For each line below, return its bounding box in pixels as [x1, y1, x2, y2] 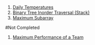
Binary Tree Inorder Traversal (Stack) [12, 9, 90, 15]
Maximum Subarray [12, 15, 54, 20]
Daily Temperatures [12, 4, 54, 10]
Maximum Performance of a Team [12, 34, 84, 40]
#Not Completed [5, 24, 40, 30]
